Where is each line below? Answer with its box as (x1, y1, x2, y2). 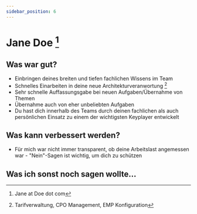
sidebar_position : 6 (6, 8, 57, 15)
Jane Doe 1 (6, 33, 60, 50)
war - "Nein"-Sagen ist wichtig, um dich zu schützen (14, 152, 142, 159)
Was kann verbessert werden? (6, 130, 120, 140)
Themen (14, 94, 35, 101)
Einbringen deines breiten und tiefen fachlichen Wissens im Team (14, 74, 173, 82)
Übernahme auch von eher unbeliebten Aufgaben (14, 101, 135, 108)
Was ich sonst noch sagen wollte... (6, 169, 137, 179)
